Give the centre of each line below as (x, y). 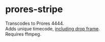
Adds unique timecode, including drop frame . (52, 28)
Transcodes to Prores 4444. (35, 23)
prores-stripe (34, 9)
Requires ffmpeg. (23, 34)
